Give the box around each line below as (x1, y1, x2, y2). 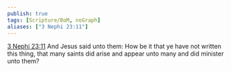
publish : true (7, 10, 49, 17)
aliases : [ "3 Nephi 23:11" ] (7, 23, 89, 30)
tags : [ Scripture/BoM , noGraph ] (7, 17, 101, 24)
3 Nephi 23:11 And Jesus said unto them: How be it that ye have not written (7, 42, 222, 51)
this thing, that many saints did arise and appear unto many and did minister (7, 49, 224, 58)
